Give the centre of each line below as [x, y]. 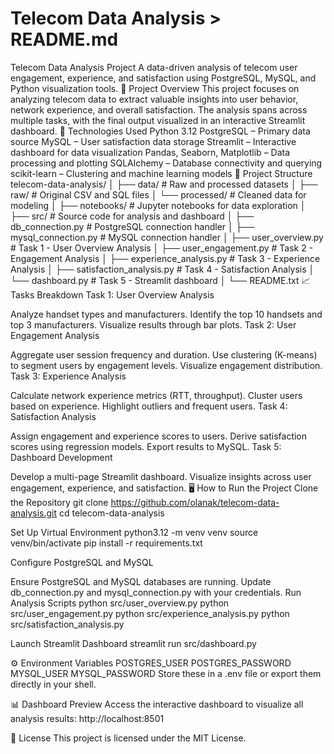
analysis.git [34, 513]
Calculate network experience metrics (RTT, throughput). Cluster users [156, 395]
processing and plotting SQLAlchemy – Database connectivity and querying [166, 163]
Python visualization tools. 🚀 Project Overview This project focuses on [155, 88]
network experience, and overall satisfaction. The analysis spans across [159, 109]
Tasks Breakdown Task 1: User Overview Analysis [112, 294]
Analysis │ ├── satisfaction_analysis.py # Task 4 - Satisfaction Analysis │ [162, 269]
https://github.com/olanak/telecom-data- [195, 502]
